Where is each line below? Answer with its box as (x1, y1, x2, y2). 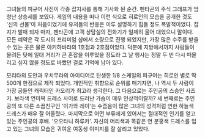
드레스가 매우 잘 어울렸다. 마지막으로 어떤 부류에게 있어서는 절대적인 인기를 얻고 (6, 110, 196, 117)
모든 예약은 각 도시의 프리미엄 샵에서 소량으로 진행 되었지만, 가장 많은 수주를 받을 (6, 36, 199, 43)
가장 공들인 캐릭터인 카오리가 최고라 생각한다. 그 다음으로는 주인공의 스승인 (6, 87, 185, 94)
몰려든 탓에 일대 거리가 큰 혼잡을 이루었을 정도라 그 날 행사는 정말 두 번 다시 (6, 51, 185, 58)
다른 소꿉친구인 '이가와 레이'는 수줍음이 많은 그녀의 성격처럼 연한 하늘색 (24, 103, 194, 109)
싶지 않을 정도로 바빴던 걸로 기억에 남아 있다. (17, 59, 124, 66)
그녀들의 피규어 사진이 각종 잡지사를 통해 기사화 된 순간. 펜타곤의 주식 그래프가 (6, 5, 193, 12)
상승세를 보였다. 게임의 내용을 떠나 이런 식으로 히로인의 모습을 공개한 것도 (17, 13, 193, 20)
